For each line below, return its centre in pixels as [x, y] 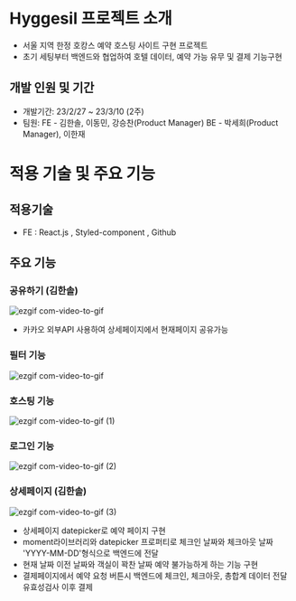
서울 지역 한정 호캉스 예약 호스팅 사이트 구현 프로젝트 [115, 45]
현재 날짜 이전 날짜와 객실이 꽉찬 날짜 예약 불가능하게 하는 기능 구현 [140, 564]
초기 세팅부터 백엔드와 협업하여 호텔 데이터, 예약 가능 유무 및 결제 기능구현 [152, 56]
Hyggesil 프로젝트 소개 [91, 19]
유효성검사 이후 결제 [57, 587]
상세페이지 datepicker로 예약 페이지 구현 [94, 531]
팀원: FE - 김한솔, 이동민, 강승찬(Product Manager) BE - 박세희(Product [150, 122]
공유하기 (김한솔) [44, 291]
